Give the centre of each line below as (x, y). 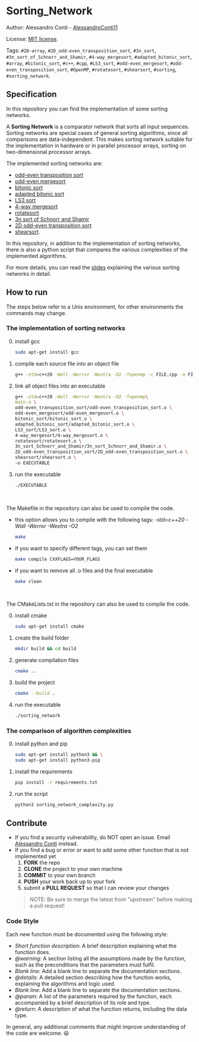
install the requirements (44, 772)
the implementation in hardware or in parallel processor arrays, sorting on (96, 145)
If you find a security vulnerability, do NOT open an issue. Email (92, 838)
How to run (27, 292)
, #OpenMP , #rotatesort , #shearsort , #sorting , (122, 69)
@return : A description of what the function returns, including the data (101, 1009)
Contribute (27, 824)
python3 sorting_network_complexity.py (64, 805)
